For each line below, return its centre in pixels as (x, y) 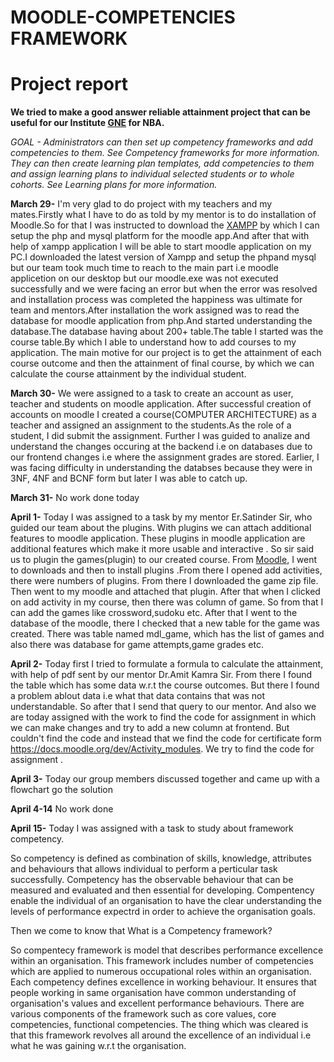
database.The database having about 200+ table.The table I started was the (167, 332)
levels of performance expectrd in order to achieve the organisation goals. (163, 912)
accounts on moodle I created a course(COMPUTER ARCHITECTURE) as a (163, 415)
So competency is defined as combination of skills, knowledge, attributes (161, 858)
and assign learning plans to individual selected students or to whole (152, 174)
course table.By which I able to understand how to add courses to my (153, 342)
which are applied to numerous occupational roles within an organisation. (161, 972)
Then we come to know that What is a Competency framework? (141, 931)
